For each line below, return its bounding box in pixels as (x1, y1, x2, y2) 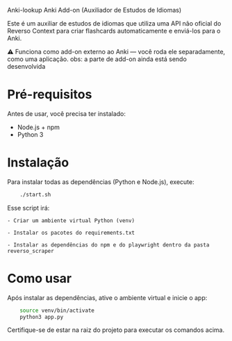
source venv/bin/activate (19, 307, 95, 314)
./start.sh (19, 191, 51, 198)
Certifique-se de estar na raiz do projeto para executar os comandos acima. (7, 326, 224, 334)
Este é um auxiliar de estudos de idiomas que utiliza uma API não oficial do (7, 19, 222, 27)
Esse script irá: (7, 203, 50, 212)
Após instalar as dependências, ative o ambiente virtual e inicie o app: (7, 293, 208, 301)
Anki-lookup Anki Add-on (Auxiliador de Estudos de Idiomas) (7, 6, 182, 14)
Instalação (7, 155, 69, 171)
